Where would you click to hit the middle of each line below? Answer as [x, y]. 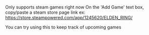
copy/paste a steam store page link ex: [45, 12]
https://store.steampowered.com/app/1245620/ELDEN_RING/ [69, 17]
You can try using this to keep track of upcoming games [63, 27]
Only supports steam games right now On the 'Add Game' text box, [75, 7]
